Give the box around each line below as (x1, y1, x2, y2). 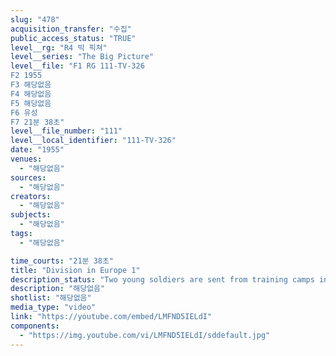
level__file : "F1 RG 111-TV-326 (10, 61, 145, 71)
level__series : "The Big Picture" (10, 52, 155, 62)
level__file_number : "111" (10, 126, 123, 136)
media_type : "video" (10, 302, 97, 313)
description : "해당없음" (10, 284, 106, 294)
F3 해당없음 (10, 80, 52, 90)
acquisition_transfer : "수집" (10, 24, 132, 34)
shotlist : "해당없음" (10, 293, 92, 303)
